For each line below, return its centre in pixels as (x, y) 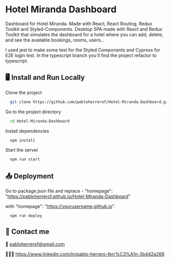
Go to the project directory (33, 112)
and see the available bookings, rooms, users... (55, 40)
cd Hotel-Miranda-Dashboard (40, 121)
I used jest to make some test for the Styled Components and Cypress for (83, 50)
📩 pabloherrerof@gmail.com (35, 244)
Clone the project (24, 92)
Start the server (22, 150)
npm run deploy (26, 216)
